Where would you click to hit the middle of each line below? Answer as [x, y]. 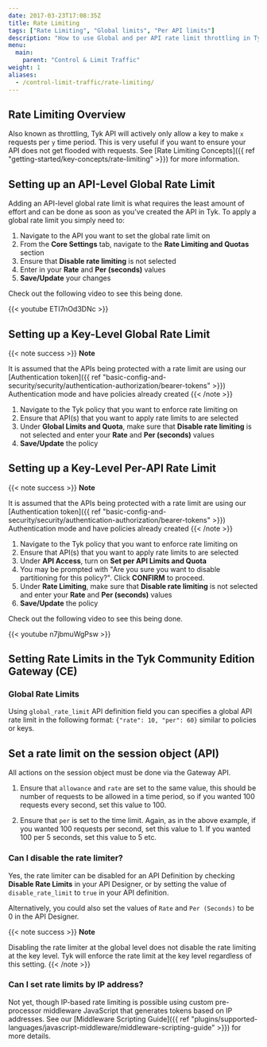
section [32, 253]
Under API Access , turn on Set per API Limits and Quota [113, 561]
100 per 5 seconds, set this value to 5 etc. [88, 837]
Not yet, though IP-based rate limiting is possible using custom [111, 1002]
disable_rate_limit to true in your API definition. [89, 892]
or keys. [21, 728]
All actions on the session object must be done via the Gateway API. [120, 773]
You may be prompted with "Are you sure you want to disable [120, 569]
